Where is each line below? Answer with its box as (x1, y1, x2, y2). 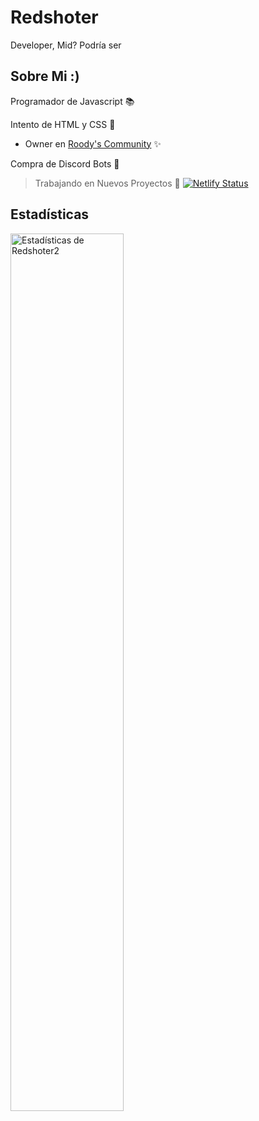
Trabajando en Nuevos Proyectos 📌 (34, 177, 181, 189)
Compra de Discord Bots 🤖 (10, 157, 120, 170)
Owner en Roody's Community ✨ (24, 137, 162, 150)
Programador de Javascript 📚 (10, 95, 135, 107)
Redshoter (10, 6, 99, 29)
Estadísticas (10, 206, 90, 223)
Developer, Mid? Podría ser (10, 39, 122, 51)
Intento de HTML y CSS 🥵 (10, 118, 116, 130)
